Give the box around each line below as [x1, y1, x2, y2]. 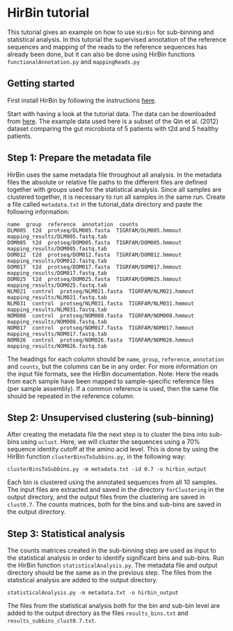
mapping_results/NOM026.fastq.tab [7, 342, 108, 349]
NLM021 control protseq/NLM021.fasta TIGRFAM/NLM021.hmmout [7, 287, 195, 295]
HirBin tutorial [7, 5, 90, 21]
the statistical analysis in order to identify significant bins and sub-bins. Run [7, 554, 225, 562]
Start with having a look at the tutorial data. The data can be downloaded [7, 109, 216, 118]
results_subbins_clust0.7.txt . [7, 616, 97, 625]
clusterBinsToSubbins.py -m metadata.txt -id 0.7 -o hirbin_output [7, 466, 207, 473]
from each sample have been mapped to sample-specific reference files [7, 377, 214, 385]
